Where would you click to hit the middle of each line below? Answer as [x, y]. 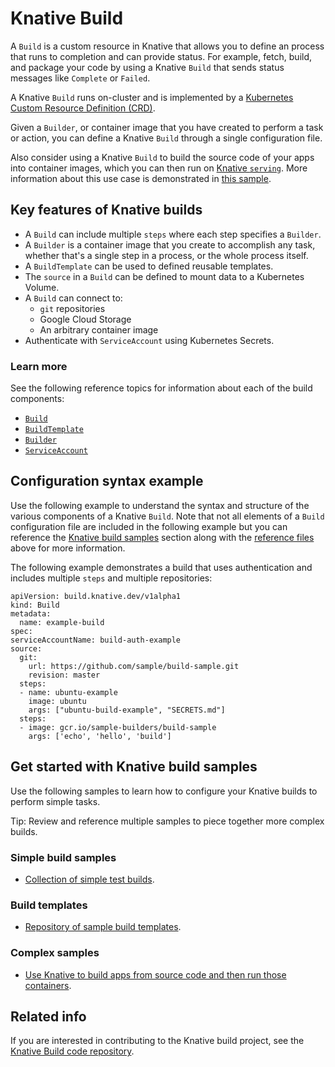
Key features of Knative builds [106, 210]
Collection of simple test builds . [89, 879]
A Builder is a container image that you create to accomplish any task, [170, 244]
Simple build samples [63, 857]
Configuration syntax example [107, 481]
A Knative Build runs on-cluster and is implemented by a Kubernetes [152, 97]
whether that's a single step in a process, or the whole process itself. [166, 255]
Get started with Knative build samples [134, 767]
